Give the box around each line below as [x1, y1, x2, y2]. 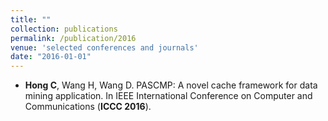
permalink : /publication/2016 [10, 33, 137, 43]
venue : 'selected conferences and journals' [10, 42, 199, 53]
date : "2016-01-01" [10, 52, 92, 62]
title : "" [10, 14, 52, 25]
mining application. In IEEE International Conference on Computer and [24, 90, 313, 102]
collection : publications [10, 24, 118, 34]
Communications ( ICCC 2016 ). [24, 101, 152, 113]
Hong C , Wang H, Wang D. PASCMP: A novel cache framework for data [24, 79, 318, 91]
